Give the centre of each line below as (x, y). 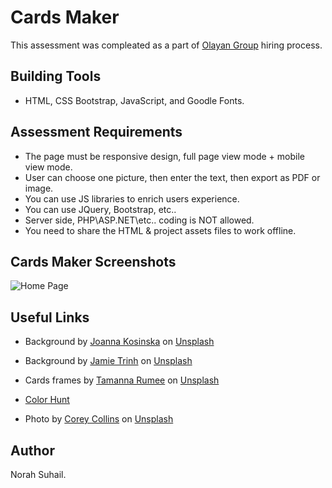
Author (32, 450)
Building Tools (56, 76)
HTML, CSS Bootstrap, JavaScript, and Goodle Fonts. (134, 100)
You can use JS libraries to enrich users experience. (132, 198)
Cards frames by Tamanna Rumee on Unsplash (122, 380)
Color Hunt (47, 400)
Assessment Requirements (96, 132)
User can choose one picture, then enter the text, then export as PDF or (172, 177)
